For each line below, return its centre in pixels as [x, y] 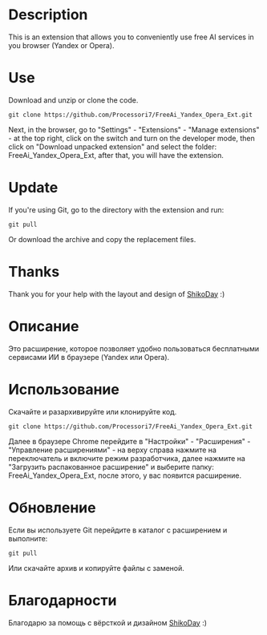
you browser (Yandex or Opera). [61, 45]
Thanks [34, 272]
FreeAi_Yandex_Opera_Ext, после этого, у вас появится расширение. [125, 475]
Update [33, 188]
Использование [64, 389]
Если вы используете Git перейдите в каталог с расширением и [118, 530]
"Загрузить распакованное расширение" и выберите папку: [111, 467]
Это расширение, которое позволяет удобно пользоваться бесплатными [133, 348]
